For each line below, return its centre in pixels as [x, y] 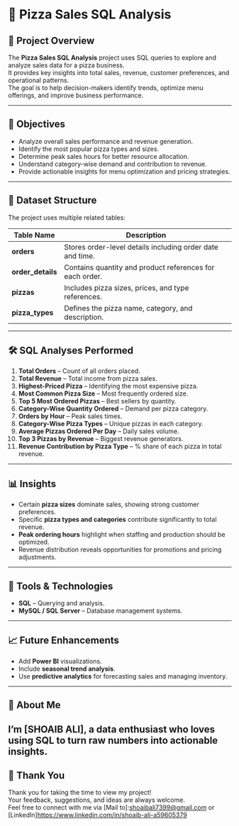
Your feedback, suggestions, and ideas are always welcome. [96, 800]
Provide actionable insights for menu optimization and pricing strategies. [124, 171]
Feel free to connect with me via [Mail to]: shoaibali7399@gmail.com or [111, 808]
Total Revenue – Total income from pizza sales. [88, 379]
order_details [34, 272]
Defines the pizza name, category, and [128, 308]
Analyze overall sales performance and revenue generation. [106, 141]
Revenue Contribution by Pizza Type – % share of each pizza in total [120, 447]
